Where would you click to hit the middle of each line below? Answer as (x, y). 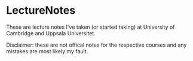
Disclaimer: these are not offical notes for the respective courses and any (96, 45)
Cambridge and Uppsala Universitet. (51, 33)
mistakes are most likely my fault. (47, 51)
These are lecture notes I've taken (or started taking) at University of (91, 27)
